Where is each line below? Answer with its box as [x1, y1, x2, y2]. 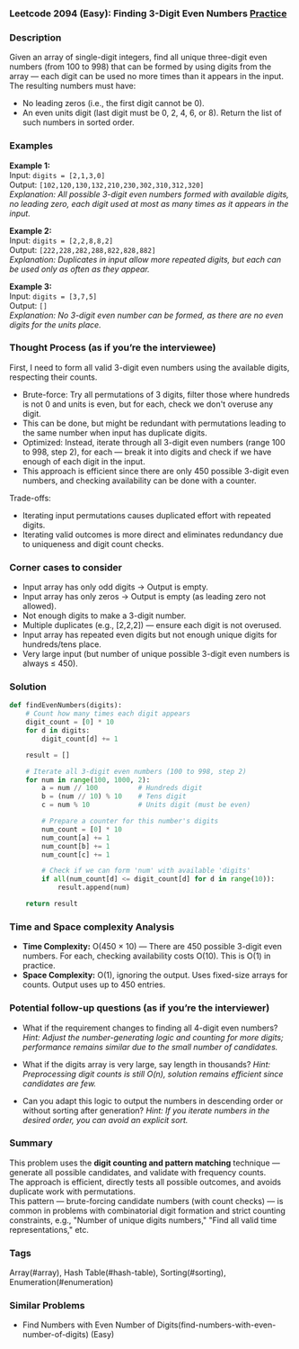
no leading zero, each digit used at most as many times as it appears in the [9, 198, 289, 209]
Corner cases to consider [9, 561, 123, 573]
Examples [9, 139, 54, 152]
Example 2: [9, 225, 52, 236]
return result [25, 899, 78, 909]
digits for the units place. [9, 319, 101, 330]
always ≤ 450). [22, 658, 78, 669]
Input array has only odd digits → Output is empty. [22, 581, 208, 592]
